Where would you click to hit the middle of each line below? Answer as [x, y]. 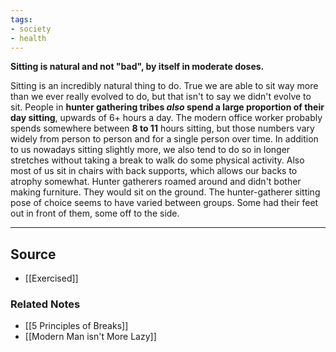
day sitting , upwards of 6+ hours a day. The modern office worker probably [166, 118]
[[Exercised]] [51, 278]
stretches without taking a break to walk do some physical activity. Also [157, 160]
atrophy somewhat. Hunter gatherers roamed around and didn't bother [156, 182]
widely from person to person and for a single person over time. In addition [164, 139]
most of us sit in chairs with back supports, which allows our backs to [154, 171]
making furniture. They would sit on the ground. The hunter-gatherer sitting [165, 192]
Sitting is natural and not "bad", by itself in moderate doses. [137, 67]
